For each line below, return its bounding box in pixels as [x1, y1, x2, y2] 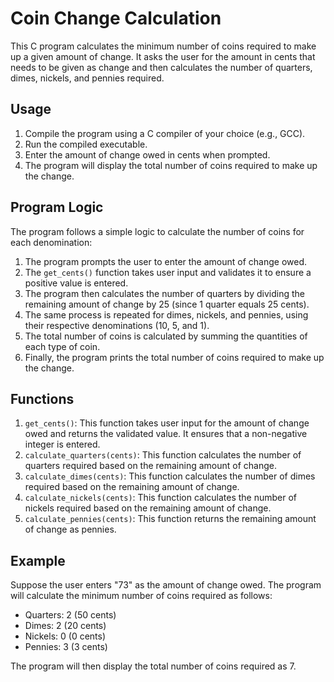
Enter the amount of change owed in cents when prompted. [24, 148, 271, 161]
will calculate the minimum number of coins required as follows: [10, 590, 273, 602]
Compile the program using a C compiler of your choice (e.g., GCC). [24, 127, 306, 139]
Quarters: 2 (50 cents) [24, 609, 117, 621]
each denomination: [10, 236, 93, 248]
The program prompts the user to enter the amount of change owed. [24, 255, 308, 267]
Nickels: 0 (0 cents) [24, 630, 107, 642]
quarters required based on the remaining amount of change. [24, 460, 278, 472]
